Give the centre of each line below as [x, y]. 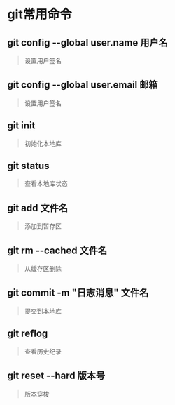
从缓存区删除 [43, 269]
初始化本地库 [43, 143]
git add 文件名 [38, 208]
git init [21, 126]
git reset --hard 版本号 [56, 376]
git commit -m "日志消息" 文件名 [78, 293]
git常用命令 [40, 14]
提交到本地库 [43, 311]
